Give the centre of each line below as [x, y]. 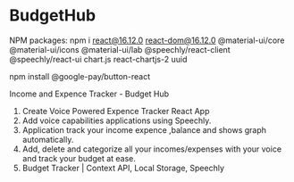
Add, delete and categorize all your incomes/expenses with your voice [152, 149]
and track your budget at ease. [79, 158]
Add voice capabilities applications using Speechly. [117, 120]
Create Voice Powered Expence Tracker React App [116, 111]
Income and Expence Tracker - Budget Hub [89, 94]
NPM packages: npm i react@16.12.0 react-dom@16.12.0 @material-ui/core [147, 40]
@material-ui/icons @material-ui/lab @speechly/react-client [120, 49]
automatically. [48, 139]
